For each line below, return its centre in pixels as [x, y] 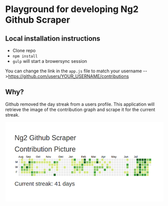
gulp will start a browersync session [50, 61]
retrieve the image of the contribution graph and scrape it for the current [80, 110]
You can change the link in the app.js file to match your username [74, 71]
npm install [25, 56]
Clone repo [24, 50]
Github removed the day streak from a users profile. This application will [80, 104]
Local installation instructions [53, 38]
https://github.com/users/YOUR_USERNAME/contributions [69, 76]
